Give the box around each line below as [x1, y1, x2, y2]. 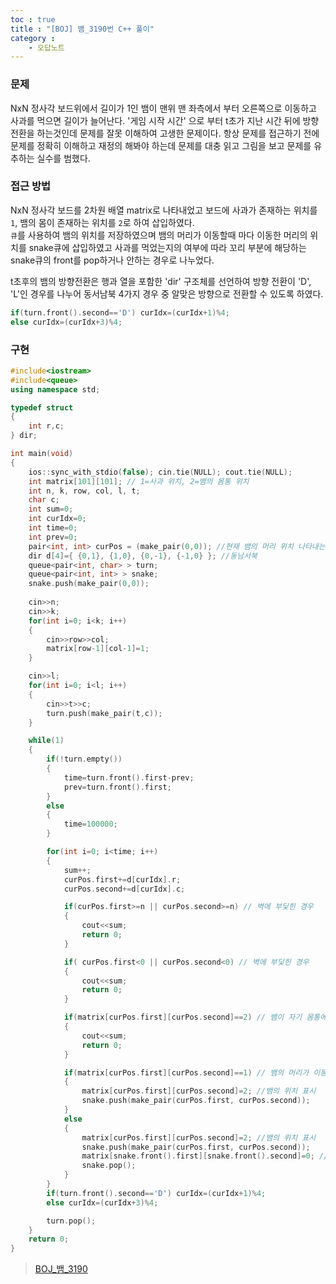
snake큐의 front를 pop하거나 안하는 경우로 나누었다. [10, 254, 215, 266]
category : [10, 33, 56, 43]
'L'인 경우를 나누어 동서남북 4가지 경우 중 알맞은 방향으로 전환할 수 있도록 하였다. [10, 287, 324, 300]
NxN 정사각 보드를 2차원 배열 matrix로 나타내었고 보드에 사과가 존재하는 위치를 [10, 204, 318, 216]
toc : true [10, 14, 56, 25]
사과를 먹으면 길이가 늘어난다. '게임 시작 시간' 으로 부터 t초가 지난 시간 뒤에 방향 [10, 114, 320, 126]
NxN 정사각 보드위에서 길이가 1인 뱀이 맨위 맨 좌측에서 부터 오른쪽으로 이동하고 [10, 102, 317, 114]
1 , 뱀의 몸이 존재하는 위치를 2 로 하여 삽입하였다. [10, 216, 195, 228]
